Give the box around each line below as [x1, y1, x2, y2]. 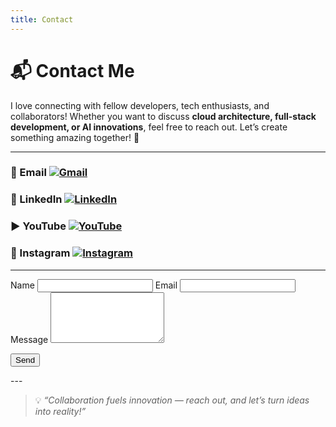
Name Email [10, 279, 178, 291]
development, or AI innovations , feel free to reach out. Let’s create [10, 121, 288, 133]
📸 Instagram [10, 246, 71, 260]
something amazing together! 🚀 [10, 131, 140, 143]
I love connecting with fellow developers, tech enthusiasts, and [10, 99, 270, 111]
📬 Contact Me [10, 59, 135, 82]
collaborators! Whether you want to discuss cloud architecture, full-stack [10, 110, 317, 122]
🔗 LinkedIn [10, 192, 63, 206]
